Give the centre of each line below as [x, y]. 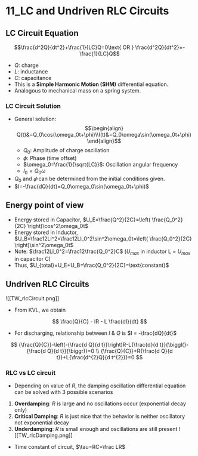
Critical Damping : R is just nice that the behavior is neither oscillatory [100, 417]
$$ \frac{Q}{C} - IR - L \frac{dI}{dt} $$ [100, 322]
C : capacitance [33, 78]
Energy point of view [45, 205]
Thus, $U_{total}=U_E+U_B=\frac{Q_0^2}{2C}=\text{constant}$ [92, 265]
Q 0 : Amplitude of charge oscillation [66, 151]
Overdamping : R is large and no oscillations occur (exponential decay [100, 403]
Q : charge [27, 65]
